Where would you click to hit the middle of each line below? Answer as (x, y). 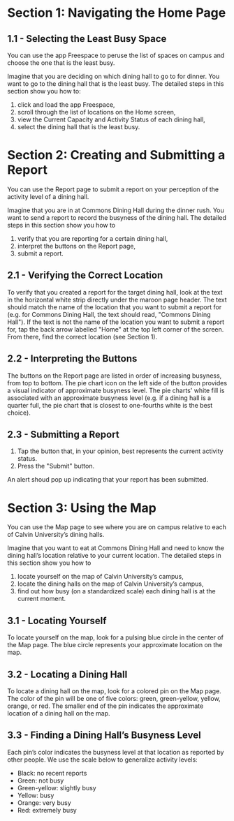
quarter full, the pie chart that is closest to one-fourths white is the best (110, 405)
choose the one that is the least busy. (61, 63)
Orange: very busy (44, 802)
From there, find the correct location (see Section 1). (82, 336)
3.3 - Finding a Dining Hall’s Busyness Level (104, 735)
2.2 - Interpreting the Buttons (72, 358)
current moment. (42, 599)
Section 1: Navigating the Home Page (117, 13)
